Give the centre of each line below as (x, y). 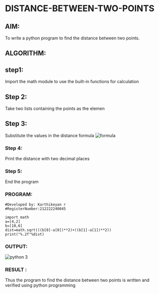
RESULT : (16, 269)
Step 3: (16, 124)
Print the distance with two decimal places (47, 159)
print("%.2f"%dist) (25, 234)
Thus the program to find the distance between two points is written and (77, 280)
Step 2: (16, 97)
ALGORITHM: (25, 53)
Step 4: (14, 148)
